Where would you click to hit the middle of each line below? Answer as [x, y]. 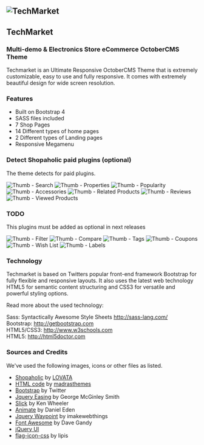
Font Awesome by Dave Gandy [53, 423]
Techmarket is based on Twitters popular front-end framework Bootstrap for [102, 274]
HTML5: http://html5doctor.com [46, 336]
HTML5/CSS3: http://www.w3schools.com [59, 330]
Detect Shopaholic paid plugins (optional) [69, 160]
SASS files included [40, 119]
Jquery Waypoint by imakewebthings [61, 416]
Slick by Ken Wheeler [42, 403]
